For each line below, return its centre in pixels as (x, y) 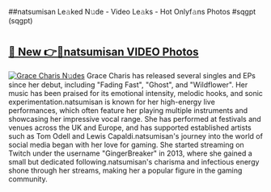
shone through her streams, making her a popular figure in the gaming (125, 170)
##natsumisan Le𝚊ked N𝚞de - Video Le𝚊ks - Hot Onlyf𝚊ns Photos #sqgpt (132, 12)
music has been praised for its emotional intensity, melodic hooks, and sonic (135, 93)
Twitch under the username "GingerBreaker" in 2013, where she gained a (130, 153)
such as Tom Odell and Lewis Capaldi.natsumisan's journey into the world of (135, 136)
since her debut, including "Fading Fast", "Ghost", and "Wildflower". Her (128, 85)
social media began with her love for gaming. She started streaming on (126, 144)
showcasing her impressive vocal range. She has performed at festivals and (135, 119)
